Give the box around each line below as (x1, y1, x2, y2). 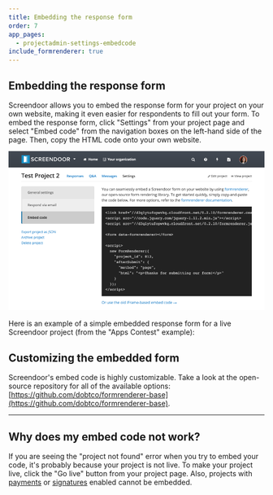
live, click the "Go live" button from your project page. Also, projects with (8, 468, 253, 478)
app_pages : (8, 30, 45, 38)
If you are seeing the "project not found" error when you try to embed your (8, 451, 258, 461)
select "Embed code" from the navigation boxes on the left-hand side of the (8, 126, 262, 136)
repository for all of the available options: (33, 381, 171, 391)
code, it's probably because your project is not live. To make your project (8, 460, 253, 470)
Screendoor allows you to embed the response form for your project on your (8, 100, 264, 110)
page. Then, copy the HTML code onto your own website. (8, 134, 201, 144)
